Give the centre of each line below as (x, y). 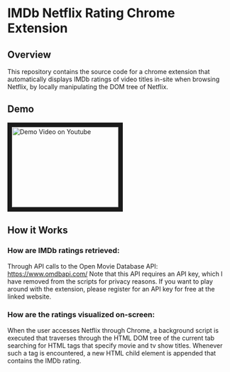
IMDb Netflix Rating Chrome (91, 13)
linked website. (29, 296)
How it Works (38, 231)
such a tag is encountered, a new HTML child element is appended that (112, 353)
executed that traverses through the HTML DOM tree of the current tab (111, 338)
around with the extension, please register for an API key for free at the (111, 289)
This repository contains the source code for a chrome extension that (109, 72)
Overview (29, 55)
